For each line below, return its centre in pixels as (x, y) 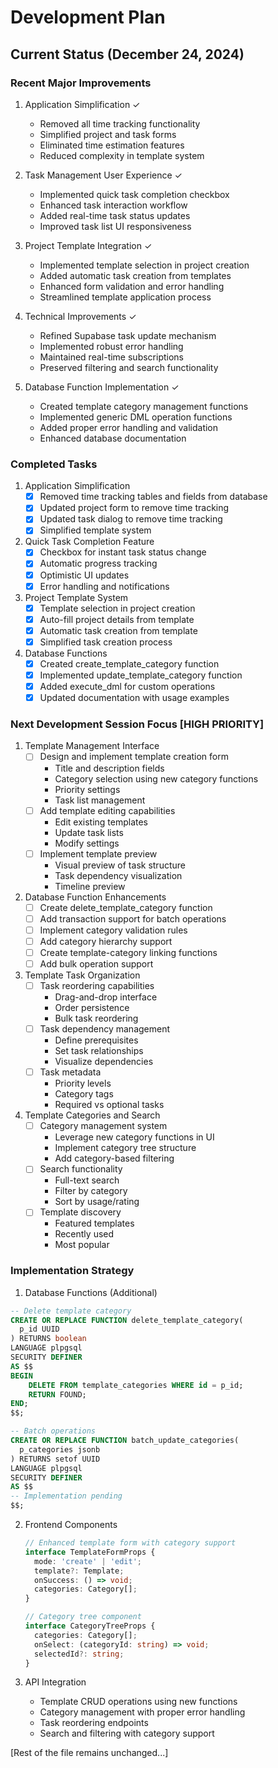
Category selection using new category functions (156, 778)
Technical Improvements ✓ (80, 316)
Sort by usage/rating (97, 1202)
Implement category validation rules (113, 930)
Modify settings (87, 843)
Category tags (84, 1094)
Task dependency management (105, 1029)
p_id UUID (39, 1329)
